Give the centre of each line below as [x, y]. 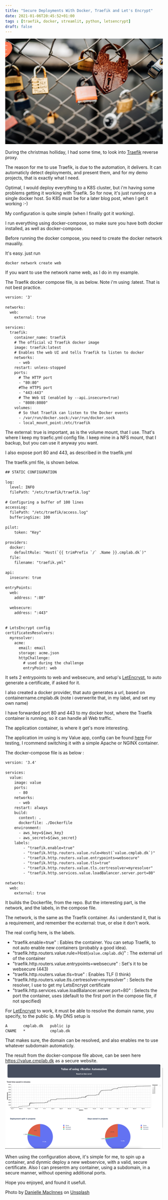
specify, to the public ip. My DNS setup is [48, 1016]
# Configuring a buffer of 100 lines [44, 502]
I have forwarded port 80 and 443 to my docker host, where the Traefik [79, 713]
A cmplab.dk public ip [38, 1026]
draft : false [19, 27]
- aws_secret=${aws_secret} [48, 838]
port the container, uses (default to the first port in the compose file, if [84, 996]
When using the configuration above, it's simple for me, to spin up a [75, 1157]
